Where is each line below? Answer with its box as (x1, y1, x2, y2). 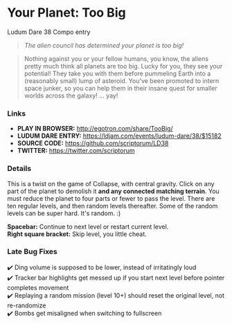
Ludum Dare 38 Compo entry (7, 28, 91, 36)
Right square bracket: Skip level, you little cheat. (7, 230, 147, 238)
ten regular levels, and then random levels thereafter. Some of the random (7, 201, 218, 210)
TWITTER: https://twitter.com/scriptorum (17, 147, 135, 155)
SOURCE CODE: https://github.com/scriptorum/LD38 (17, 139, 169, 147)
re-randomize (7, 301, 46, 309)
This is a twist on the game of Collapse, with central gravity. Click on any (7, 179, 215, 188)
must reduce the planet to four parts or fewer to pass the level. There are (7, 194, 215, 202)
